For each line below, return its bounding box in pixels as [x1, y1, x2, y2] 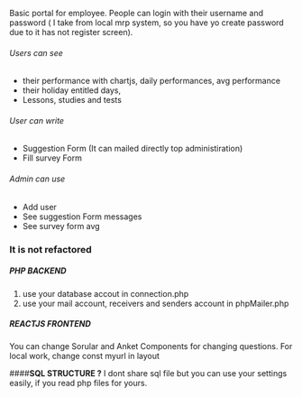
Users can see [9, 47, 63, 58]
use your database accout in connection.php [22, 288, 189, 299]
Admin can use [9, 173, 66, 184]
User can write [9, 115, 65, 125]
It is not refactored [9, 243, 92, 255]
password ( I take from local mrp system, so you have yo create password [9, 17, 284, 28]
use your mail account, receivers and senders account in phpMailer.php [22, 298, 289, 309]
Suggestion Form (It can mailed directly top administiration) [22, 143, 243, 154]
